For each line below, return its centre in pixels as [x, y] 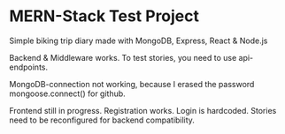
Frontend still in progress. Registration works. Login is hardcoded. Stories [143, 110]
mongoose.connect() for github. [67, 93]
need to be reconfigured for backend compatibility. [102, 120]
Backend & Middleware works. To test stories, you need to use [123, 57]
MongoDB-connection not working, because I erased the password [132, 84]
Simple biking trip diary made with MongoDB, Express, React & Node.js [139, 41]
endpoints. [29, 67]
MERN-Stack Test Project [104, 16]
